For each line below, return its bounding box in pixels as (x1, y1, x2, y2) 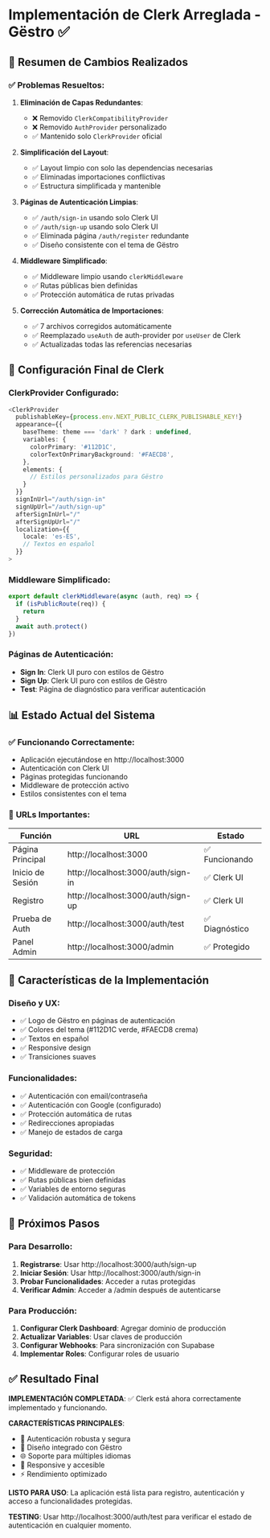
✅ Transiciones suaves (19, 1052, 96, 1062)
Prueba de (12, 913, 52, 924)
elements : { (22, 465, 63, 474)
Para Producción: (8, 1305, 78, 1316)
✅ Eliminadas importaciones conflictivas (31, 171, 166, 182)
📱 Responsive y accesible (19, 1460, 105, 1470)
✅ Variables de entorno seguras (19, 1184, 126, 1194)
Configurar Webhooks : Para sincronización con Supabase (19, 1341, 215, 1351)
